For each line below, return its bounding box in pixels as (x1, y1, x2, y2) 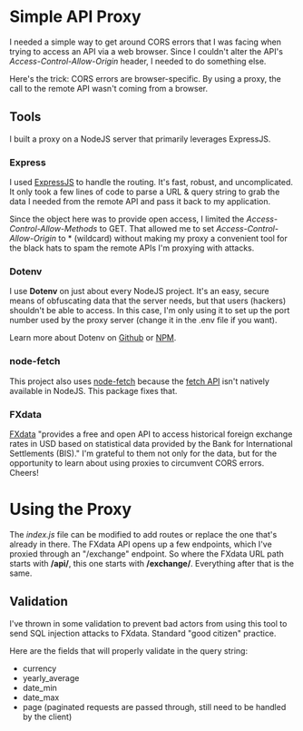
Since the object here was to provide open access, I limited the (9, 213, 245, 224)
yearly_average (22, 672, 80, 683)
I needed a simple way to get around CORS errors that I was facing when (9, 36, 282, 47)
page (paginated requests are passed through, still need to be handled (22, 701, 287, 712)
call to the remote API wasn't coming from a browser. (9, 83, 209, 94)
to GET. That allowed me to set (99, 223, 215, 234)
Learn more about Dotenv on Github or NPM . (9, 332, 177, 343)
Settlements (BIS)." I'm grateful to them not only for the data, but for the (9, 448, 278, 459)
